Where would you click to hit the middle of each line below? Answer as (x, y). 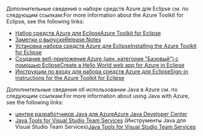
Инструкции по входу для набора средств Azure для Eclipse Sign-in (101, 71)
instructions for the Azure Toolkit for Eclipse (70, 78)
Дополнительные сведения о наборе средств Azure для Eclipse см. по (98, 9)
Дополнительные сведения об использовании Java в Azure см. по (92, 89)
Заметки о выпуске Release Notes (58, 39)
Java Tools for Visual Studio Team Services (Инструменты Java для (100, 120)
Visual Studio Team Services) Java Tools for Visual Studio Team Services (105, 127)
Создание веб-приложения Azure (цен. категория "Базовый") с (97, 59)
